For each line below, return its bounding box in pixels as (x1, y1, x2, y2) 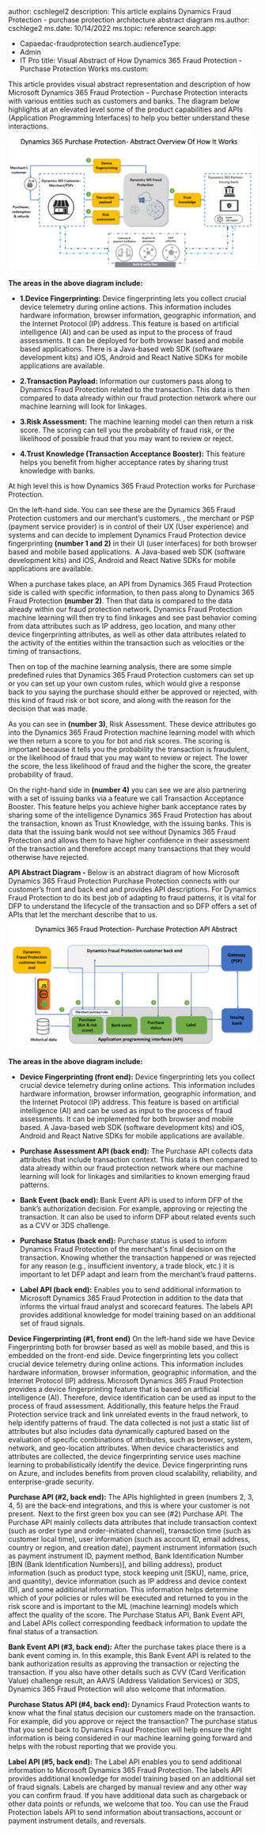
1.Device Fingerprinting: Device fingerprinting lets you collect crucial (19, 293, 247, 303)
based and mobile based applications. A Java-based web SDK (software (8, 546, 246, 557)
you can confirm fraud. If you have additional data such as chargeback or (8, 1790, 248, 1800)
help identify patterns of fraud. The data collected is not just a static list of (8, 1417, 250, 1428)
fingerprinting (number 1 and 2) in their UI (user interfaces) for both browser (8, 538, 257, 548)
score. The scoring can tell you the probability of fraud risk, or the (19, 425, 235, 435)
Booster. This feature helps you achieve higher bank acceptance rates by (8, 801, 247, 811)
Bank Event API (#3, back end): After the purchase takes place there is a (8, 1642, 247, 1652)
